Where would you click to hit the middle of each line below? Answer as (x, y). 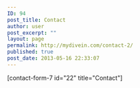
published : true (30, 52)
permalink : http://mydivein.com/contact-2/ (70, 45)
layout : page (26, 39)
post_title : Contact (37, 20)
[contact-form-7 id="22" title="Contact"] (65, 78)
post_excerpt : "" (32, 33)
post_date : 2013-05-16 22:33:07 (53, 58)
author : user (26, 26)
